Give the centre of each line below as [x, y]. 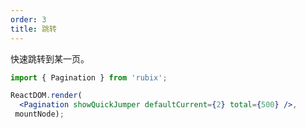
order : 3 [28, 19]
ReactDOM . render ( [46, 96]
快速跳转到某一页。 [50, 58]
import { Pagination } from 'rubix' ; [89, 77]
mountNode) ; [39, 114]
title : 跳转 [33, 29]
